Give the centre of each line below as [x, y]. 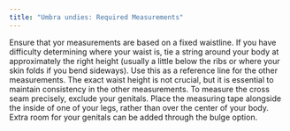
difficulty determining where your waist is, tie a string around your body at [144, 51]
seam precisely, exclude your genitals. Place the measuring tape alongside [145, 98]
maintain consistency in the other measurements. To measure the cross [139, 89]
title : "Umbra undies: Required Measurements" [96, 17]
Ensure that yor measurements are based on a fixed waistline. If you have [143, 42]
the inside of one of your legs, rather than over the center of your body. [139, 107]
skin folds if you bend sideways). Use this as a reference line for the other [144, 70]
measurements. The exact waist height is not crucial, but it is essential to [141, 79]
